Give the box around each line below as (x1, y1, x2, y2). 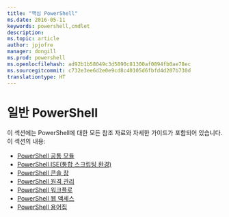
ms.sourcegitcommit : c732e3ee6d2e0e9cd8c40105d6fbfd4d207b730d (7, 67, 191, 74)
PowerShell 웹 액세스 (16, 194, 75, 203)
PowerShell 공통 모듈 (16, 151, 75, 160)
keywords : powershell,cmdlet (7, 23, 90, 29)
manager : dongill (7, 48, 57, 55)
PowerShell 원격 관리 (16, 177, 75, 186)
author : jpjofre (7, 42, 53, 48)
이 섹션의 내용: (7, 137, 46, 145)
